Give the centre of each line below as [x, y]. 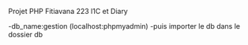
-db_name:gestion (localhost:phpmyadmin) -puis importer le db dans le [124, 26]
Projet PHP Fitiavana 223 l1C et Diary [68, 11]
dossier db [26, 35]
